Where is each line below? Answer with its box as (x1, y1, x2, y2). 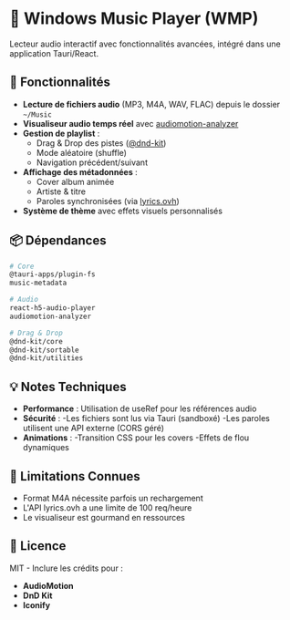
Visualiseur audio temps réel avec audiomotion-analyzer (22, 118, 239, 129)
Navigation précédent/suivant (36, 157, 149, 168)
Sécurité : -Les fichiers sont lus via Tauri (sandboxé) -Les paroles (22, 413, 271, 424)
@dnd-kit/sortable (9, 346, 79, 355)
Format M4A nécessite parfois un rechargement (22, 492, 203, 503)
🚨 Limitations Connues (9, 469, 141, 484)
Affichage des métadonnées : (22, 166, 139, 177)
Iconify (22, 599, 51, 610)
